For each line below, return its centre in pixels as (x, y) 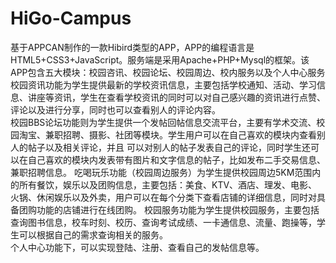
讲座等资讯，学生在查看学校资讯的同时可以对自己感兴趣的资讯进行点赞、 (176, 97)
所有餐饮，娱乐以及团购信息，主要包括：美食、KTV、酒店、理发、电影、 (168, 184)
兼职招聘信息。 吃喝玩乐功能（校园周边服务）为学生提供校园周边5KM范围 (161, 172)
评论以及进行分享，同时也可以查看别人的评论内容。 (115, 109)
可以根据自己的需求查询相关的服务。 (93, 234)
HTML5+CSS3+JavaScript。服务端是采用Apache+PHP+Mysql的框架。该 (160, 59)
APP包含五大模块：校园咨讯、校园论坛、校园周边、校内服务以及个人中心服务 (168, 72)
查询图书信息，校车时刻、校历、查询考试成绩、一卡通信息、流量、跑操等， (163, 222)
